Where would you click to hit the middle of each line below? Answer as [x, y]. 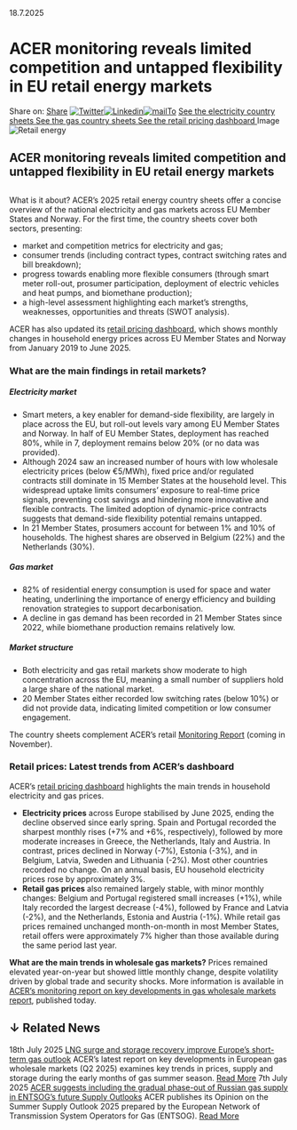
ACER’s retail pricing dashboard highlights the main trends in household [140, 786]
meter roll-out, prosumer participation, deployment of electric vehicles [150, 283]
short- [263, 1049]
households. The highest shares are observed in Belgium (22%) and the [153, 537]
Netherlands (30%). [58, 547]
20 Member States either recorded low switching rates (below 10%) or [150, 698]
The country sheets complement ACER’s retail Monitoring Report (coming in [147, 734]
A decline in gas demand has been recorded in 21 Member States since [152, 618]
